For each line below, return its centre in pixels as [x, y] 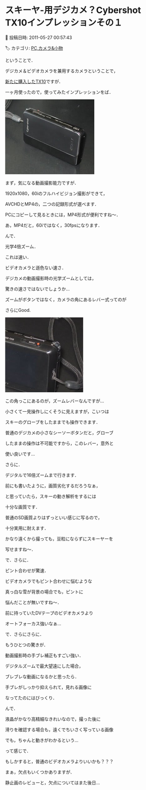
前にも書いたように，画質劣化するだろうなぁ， [53, 486]
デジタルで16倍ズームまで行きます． [42, 475]
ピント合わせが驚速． [27, 570]
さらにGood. [18, 310]
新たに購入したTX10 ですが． [34, 81]
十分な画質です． [23, 507]
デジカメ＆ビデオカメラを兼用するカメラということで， [62, 71]
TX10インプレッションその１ [64, 23]
